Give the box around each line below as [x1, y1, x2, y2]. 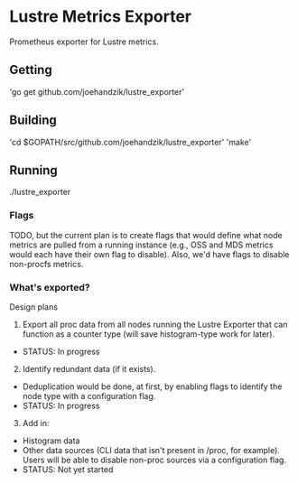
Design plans [9, 301, 59, 312]
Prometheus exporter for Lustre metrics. [9, 36, 160, 47]
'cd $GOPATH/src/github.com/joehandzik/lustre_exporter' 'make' [9, 136, 252, 147]
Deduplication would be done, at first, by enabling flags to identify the [22, 381, 283, 392]
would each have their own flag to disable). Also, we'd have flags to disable [9, 248, 290, 259]
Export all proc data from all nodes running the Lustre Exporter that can [22, 319, 288, 330]
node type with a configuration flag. [22, 390, 156, 401]
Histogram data [22, 435, 80, 446]
